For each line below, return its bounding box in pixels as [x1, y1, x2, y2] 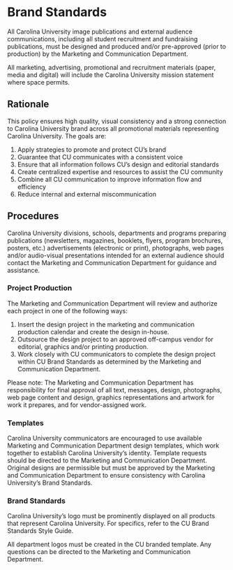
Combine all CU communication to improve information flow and [17, 175, 202, 183]
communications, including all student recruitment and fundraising [7, 34, 198, 43]
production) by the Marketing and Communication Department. [7, 50, 188, 58]
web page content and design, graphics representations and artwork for [7, 393, 215, 401]
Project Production [7, 283, 73, 293]
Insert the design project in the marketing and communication [17, 320, 195, 329]
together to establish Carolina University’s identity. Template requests [7, 449, 207, 457]
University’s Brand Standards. [7, 478, 93, 487]
